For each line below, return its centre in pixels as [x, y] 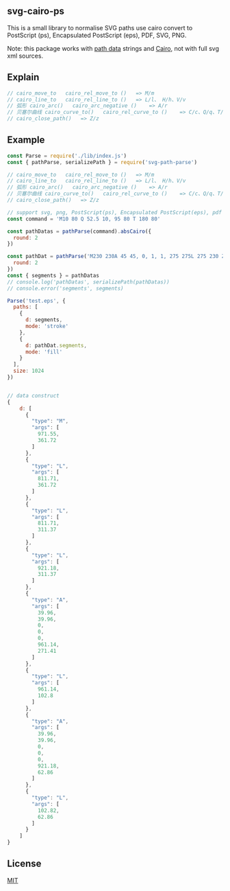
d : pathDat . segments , [56, 345]
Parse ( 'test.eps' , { [37, 301]
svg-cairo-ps [36, 11]
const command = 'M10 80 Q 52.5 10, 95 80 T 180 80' [84, 219]
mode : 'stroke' [47, 326]
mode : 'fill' [44, 352]
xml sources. [25, 56]
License [24, 864]
